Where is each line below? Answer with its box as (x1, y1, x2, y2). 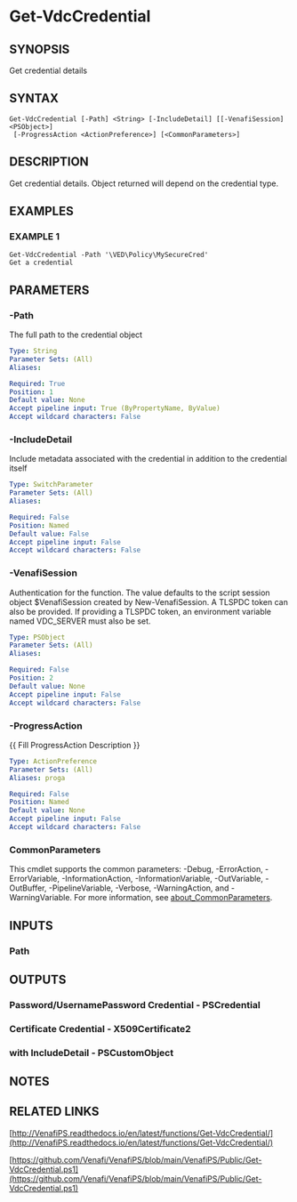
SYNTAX (9, 91, 60, 106)
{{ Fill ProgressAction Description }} (9, 739, 140, 750)
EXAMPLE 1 (9, 230, 60, 242)
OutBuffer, (9, 883, 47, 893)
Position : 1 (9, 387, 53, 397)
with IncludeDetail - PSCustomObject (9, 1046, 174, 1059)
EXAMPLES (9, 204, 74, 219)
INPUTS (9, 918, 53, 933)
